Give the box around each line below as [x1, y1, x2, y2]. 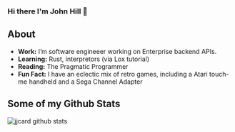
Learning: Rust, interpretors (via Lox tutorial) [17, 55, 150, 63]
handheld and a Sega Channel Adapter [29, 77, 143, 86]
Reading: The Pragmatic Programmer [17, 62, 129, 70]
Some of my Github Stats [7, 98, 121, 110]
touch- [209, 70, 229, 78]
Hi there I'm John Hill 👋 [7, 6, 88, 16]
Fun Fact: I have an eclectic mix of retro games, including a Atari [17, 70, 209, 78]
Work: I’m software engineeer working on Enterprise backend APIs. [17, 47, 217, 55]
